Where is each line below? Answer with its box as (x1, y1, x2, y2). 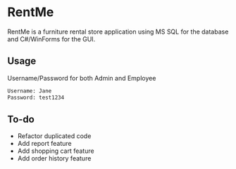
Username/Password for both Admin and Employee (7, 74, 156, 82)
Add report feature (17, 140, 72, 148)
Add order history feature (17, 154, 92, 163)
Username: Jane (7, 87, 52, 95)
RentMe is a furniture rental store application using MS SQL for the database (7, 27, 229, 36)
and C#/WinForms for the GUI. (7, 34, 96, 43)
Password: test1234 (7, 94, 65, 101)
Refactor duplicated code (17, 132, 92, 140)
